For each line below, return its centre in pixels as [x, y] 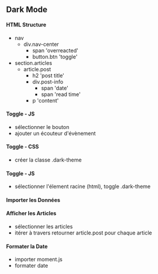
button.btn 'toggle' [55, 57]
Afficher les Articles [31, 213]
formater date [31, 266]
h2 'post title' [48, 75]
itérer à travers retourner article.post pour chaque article [83, 233]
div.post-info [48, 81]
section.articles [33, 63]
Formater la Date [27, 246]
